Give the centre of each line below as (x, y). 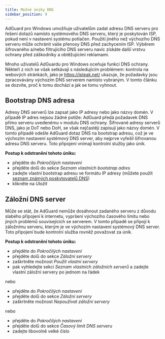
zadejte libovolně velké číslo (41, 331)
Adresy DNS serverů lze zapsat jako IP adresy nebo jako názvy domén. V (79, 112)
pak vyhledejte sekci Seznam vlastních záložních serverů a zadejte (80, 267)
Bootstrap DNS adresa (40, 100)
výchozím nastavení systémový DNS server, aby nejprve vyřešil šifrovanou (81, 138)
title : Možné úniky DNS (30, 10)
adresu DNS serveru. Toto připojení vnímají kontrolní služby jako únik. (76, 144)
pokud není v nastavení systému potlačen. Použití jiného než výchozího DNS (82, 39)
